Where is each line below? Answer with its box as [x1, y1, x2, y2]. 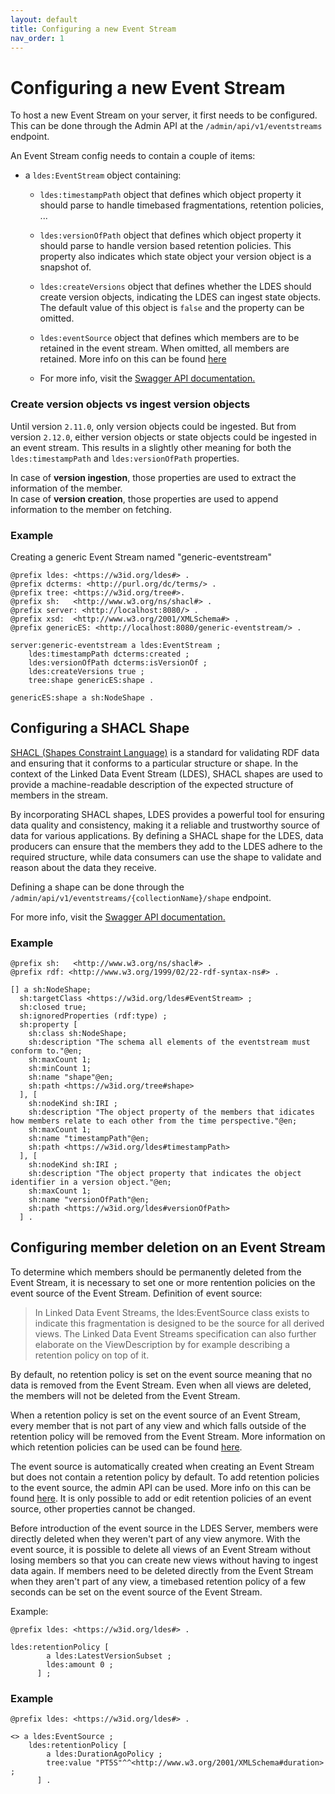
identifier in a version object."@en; [10, 1177, 172, 1188]
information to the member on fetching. [10, 503, 172, 515]
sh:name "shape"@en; [28, 1072, 114, 1083]
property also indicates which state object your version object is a [39, 251, 312, 263]
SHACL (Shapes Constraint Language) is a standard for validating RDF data [10, 746, 320, 758]
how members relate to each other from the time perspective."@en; [10, 1116, 298, 1126]
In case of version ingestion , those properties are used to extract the [10, 471, 297, 483]
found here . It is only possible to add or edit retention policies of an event [10, 1492, 312, 1504]
